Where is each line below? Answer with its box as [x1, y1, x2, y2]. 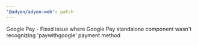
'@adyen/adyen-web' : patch [6, 8, 74, 15]
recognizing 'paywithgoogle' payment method [6, 31, 121, 39]
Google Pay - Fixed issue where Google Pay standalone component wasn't [6, 25, 192, 32]
